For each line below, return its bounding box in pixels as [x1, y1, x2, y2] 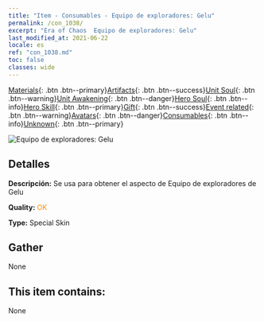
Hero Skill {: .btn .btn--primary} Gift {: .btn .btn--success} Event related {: [23, 102, 254, 111]
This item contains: [8, 285, 106, 298]
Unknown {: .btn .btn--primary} [23, 118, 124, 128]
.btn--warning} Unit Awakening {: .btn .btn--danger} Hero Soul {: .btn [8, 93, 227, 103]
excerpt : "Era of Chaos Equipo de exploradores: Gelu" [8, 26, 197, 34]
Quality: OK [8, 202, 48, 211]
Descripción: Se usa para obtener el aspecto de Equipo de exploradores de [8, 178, 257, 188]
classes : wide [8, 64, 56, 72]
